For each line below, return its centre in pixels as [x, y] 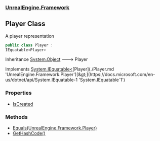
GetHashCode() [29, 133]
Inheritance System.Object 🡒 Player [47, 59]
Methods [16, 117]
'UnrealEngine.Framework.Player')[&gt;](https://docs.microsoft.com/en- [80, 75]
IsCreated [23, 104]
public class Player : [29, 45]
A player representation [30, 36]
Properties [18, 93]
